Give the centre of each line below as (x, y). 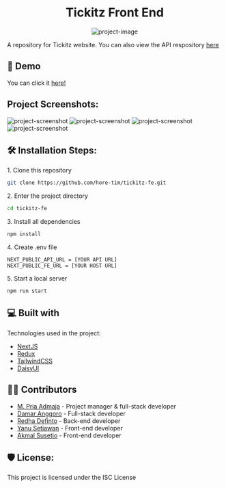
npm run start (27, 291)
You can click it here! (37, 83)
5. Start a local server (37, 278)
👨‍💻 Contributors (42, 390)
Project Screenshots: (53, 104)
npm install (24, 234)
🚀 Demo (24, 66)
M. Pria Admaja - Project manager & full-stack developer (96, 406)
